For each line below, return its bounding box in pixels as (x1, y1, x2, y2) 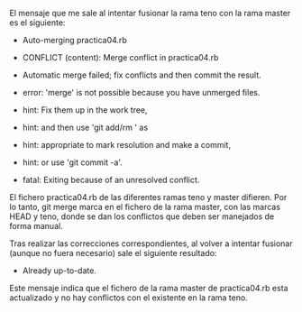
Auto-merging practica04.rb (22, 35, 128, 45)
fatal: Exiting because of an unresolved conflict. (22, 175, 200, 185)
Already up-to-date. (22, 265, 97, 276)
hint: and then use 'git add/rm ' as (22, 122, 149, 133)
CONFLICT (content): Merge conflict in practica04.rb (22, 52, 219, 62)
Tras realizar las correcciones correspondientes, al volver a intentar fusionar (9, 238, 293, 249)
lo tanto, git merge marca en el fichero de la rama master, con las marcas (9, 202, 281, 212)
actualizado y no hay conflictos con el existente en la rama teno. (9, 292, 248, 303)
